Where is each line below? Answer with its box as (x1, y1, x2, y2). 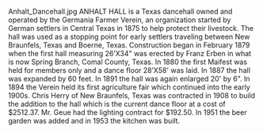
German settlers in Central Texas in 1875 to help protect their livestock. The (8, 24, 253, 32)
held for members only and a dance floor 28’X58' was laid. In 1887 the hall (8, 66, 251, 74)
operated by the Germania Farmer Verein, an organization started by (8, 15, 231, 25)
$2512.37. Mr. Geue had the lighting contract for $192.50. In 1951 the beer (8, 108, 247, 117)
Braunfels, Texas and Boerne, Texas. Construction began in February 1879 (8, 40, 251, 50)
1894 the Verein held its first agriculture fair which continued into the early (8, 82, 251, 92)
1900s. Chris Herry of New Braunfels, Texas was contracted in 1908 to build (8, 91, 256, 100)
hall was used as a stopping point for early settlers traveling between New (8, 32, 250, 41)
